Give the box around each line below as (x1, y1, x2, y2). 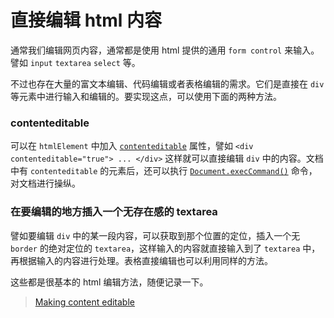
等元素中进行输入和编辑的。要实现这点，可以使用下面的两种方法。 (10, 90, 282, 102)
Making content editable (34, 296, 135, 308)
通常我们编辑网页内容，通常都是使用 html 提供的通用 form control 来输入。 (10, 44, 320, 56)
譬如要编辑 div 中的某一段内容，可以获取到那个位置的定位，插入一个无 (10, 229, 301, 241)
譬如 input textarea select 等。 (10, 56, 141, 68)
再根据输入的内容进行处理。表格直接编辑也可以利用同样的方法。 (10, 254, 273, 266)
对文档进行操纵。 (10, 177, 81, 190)
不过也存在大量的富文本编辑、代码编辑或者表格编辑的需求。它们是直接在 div (10, 77, 325, 90)
